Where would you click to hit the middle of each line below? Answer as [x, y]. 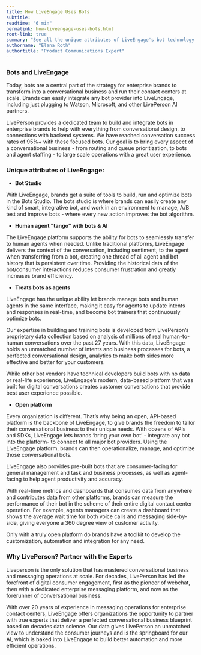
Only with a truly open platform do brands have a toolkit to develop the [94, 534]
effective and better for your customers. [55, 362]
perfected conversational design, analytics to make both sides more [90, 356]
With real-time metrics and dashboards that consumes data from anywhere [99, 491]
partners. [17, 111]
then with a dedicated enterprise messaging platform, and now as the [92, 589]
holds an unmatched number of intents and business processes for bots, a [98, 349]
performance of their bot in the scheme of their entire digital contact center [99, 504]
